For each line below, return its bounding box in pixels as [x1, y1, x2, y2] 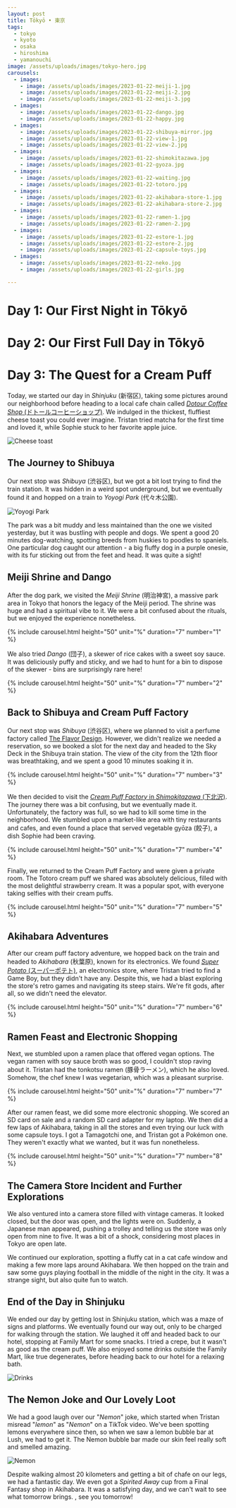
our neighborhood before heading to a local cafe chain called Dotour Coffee [7, 399, 228, 408]
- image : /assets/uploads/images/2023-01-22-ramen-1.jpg [20, 214, 191, 221]
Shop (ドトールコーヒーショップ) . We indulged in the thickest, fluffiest [7, 408, 211, 416]
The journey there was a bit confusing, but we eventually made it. [7, 800, 197, 808]
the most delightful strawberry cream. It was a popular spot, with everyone [7, 881, 224, 889]
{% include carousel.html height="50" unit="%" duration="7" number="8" [7, 1152, 223, 1160]
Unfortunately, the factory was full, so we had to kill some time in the [7, 808, 206, 816]
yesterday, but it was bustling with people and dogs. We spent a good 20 [7, 528, 220, 537]
